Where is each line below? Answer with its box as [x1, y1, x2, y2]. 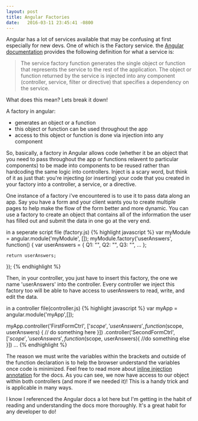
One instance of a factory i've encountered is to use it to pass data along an [6, 192, 190, 200]
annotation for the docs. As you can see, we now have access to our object [6, 371, 189, 378]
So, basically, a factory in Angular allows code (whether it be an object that [6, 149, 189, 156]
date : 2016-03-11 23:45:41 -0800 [6, 19, 94, 25]
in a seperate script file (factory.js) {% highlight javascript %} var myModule [6, 229, 191, 236]
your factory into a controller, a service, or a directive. [6, 181, 137, 188]
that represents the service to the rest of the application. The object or [20, 66, 192, 73]
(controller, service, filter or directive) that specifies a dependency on [20, 79, 190, 86]
